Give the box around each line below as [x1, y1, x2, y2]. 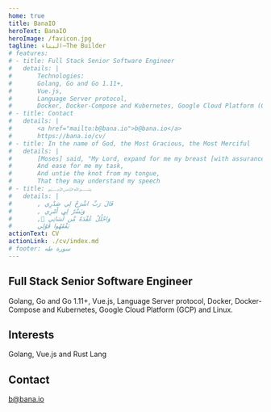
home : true [8, 11, 45, 20]
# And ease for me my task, [8, 162, 125, 170]
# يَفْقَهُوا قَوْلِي [8, 222, 70, 230]
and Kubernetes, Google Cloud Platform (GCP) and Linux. [42, 305, 234, 314]
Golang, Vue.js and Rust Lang [8, 349, 107, 359]
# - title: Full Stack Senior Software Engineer [8, 57, 175, 65]
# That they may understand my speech [8, 177, 161, 186]
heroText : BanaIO [8, 27, 67, 35]
